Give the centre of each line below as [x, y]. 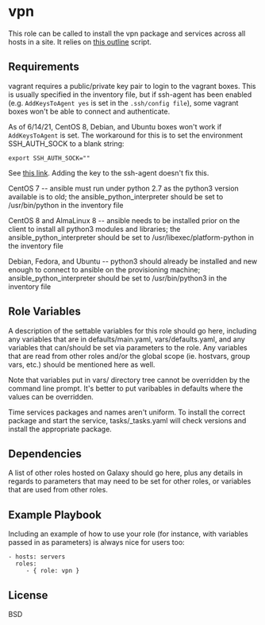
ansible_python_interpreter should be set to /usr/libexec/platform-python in [131, 237]
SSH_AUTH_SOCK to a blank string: [66, 143]
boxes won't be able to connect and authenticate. [89, 111]
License [28, 595]
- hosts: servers [37, 557]
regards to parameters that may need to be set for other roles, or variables [130, 481]
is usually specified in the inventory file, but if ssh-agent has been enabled [130, 95]
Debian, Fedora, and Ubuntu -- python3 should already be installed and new [133, 261]
